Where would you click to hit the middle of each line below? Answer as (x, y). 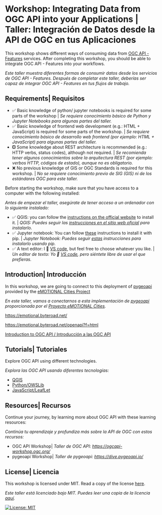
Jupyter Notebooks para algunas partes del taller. (62, 121)
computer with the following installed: (42, 193)
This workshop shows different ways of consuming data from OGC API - (77, 53)
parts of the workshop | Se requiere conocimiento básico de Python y (81, 116)
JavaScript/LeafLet (31, 390)
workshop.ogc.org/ (31, 451)
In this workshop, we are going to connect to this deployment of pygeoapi (79, 286)
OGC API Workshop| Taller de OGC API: (52, 446)
